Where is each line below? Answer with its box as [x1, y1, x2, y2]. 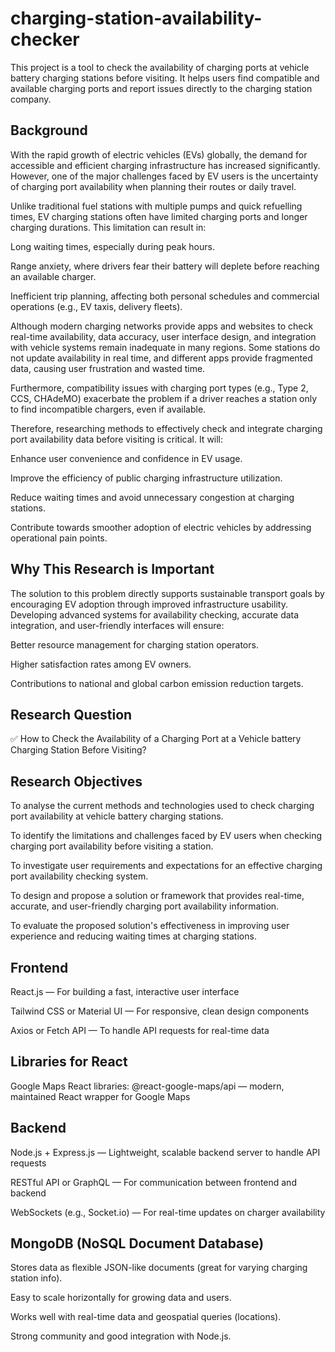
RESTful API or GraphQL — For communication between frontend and [10, 1176, 297, 1188]
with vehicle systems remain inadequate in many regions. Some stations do [10, 341, 321, 353]
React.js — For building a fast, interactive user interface [10, 986, 240, 997]
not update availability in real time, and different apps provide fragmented [10, 352, 313, 364]
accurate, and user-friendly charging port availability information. [10, 900, 280, 912]
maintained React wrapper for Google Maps [10, 1090, 191, 1102]
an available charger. [10, 270, 97, 282]
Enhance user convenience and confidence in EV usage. [10, 452, 243, 464]
